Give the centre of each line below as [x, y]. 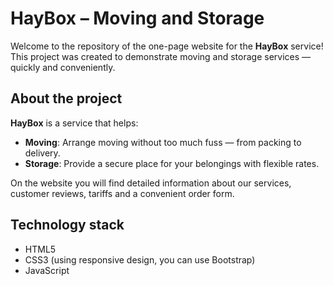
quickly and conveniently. [63, 67]
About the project [66, 98]
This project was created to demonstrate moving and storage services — [161, 56]
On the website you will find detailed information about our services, [151, 183]
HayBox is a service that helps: [74, 123]
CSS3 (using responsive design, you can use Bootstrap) [140, 259]
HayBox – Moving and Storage [137, 18]
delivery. [42, 153]
